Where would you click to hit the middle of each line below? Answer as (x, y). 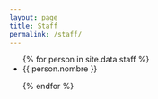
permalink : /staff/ (46, 34)
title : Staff (34, 26)
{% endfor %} (48, 87)
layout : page (34, 17)
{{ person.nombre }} (60, 69)
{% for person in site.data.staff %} (86, 60)
